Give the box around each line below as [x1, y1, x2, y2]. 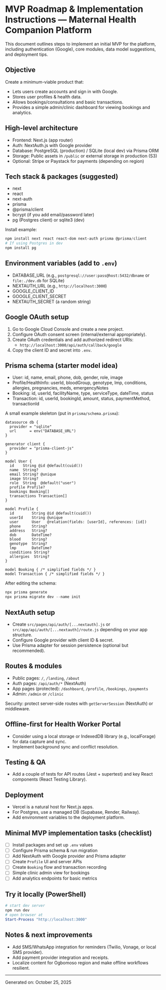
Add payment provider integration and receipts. [12, 954, 109, 960]
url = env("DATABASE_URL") [9, 429, 77, 434]
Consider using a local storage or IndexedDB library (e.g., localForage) [12, 733, 156, 739]
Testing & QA [5, 758, 46, 767]
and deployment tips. [5, 51, 48, 57]
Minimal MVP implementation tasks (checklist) [5, 829, 152, 837]
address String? [9, 528, 48, 533]
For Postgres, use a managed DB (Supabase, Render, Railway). [12, 809, 140, 815]
